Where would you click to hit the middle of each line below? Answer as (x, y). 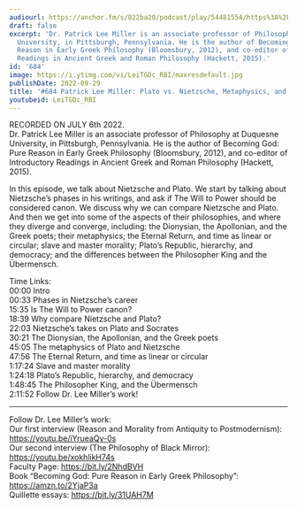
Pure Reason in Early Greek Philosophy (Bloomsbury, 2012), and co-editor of (148, 153)
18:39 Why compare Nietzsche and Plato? (85, 319)
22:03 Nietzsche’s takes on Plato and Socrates (94, 328)
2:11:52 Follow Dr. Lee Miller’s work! (74, 394)
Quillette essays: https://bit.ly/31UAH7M (82, 495)
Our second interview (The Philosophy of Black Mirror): (110, 448)
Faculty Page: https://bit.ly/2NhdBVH (76, 467)
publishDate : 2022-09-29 (55, 83)
